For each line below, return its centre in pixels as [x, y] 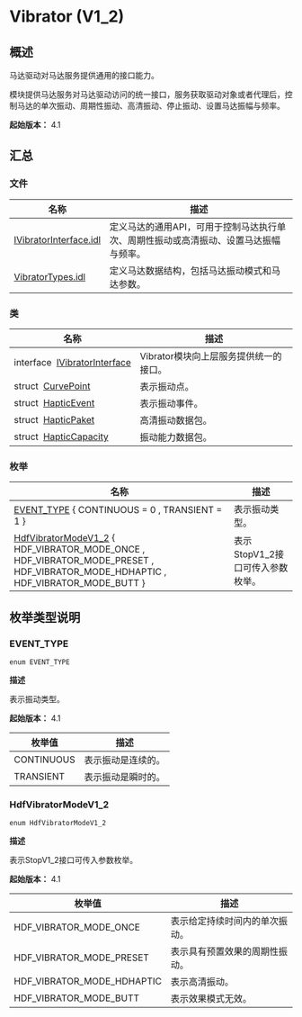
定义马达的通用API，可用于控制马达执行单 [197, 227]
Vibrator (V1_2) [67, 17]
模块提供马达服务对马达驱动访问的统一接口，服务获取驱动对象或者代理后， [147, 94]
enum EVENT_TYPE [40, 662]
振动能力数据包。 [176, 436]
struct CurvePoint [52, 386]
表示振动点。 [167, 386]
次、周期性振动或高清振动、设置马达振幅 [195, 240]
